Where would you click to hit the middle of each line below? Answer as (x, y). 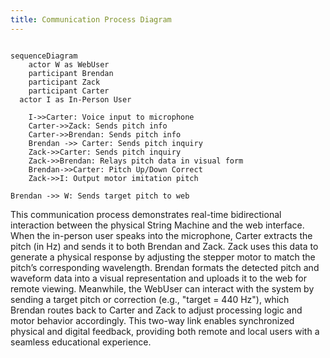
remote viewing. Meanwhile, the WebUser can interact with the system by (162, 288)
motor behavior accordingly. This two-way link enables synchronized (152, 320)
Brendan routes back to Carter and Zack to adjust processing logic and (156, 310)
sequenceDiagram (44, 56)
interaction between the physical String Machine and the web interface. (157, 225)
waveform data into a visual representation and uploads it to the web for (158, 278)
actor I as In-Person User (75, 99)
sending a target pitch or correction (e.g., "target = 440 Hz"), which (150, 299)
